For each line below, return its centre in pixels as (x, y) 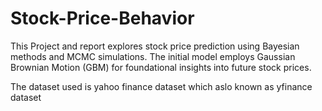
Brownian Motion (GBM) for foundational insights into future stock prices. (161, 67)
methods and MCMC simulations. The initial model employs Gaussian (153, 56)
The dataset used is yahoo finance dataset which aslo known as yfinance (161, 86)
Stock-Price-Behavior (102, 18)
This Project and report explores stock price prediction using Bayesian (155, 46)
